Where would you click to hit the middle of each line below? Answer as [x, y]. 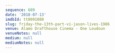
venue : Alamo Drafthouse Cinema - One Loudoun [55, 29]
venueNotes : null [24, 33]
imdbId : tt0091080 [25, 19]
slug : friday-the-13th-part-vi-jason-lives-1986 [58, 24]
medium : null [19, 38]
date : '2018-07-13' [26, 15]
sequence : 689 [20, 10]
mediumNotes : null [25, 43]
